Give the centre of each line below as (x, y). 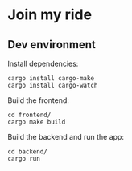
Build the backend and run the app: (66, 137)
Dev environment (52, 45)
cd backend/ (27, 152)
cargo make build (37, 122)
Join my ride (50, 15)
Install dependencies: (43, 63)
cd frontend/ (29, 115)
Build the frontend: (39, 100)
